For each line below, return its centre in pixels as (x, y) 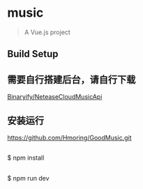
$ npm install (26, 158)
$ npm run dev (29, 178)
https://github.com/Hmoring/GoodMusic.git (69, 137)
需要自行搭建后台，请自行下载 (71, 79)
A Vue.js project (47, 32)
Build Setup (33, 54)
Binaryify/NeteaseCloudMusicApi (55, 97)
